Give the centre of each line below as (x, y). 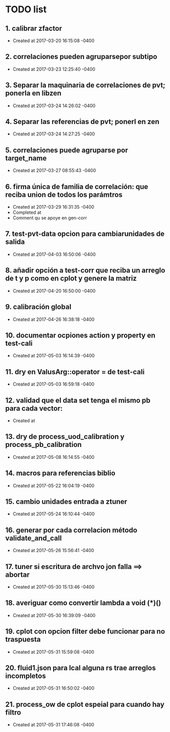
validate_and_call (34, 538)
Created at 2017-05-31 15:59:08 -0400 (53, 652)
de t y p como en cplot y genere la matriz (71, 279)
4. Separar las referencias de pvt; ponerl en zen (82, 122)
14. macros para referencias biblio (60, 473)
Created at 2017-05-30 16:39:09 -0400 (54, 615)
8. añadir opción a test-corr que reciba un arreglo (85, 270)
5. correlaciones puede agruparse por (67, 150)
